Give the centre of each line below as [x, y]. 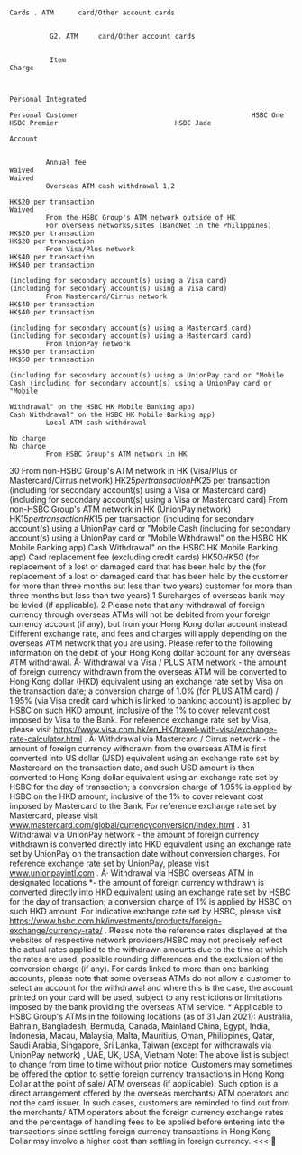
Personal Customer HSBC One [146, 115]
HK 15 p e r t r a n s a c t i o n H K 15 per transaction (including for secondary [132, 518]
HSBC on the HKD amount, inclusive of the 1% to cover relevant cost [137, 796]
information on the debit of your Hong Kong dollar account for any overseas [150, 653]
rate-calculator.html [46, 739]
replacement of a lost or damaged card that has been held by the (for [138, 567]
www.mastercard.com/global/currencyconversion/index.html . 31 [130, 825]
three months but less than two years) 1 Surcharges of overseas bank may [147, 595]
